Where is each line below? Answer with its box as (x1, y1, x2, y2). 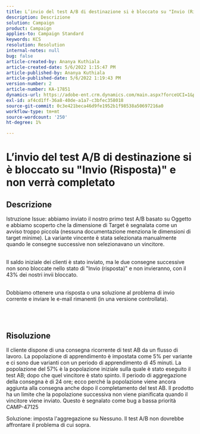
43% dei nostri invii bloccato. (6, 271, 79, 278)
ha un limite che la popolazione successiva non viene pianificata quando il (6, 390, 188, 398)
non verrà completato (6, 176, 115, 190)
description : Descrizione (6, 14, 70, 20)
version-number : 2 (6, 81, 52, 87)
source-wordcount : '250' (6, 114, 68, 120)
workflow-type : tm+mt (6, 108, 60, 114)
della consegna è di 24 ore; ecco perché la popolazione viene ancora (6, 378, 176, 385)
